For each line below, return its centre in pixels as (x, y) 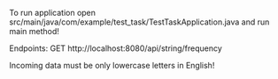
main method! (35, 31)
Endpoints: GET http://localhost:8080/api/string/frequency (116, 48)
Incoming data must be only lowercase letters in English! (112, 65)
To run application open (52, 13)
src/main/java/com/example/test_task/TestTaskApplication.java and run (139, 22)
